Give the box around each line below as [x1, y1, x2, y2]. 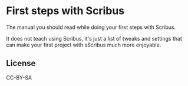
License [6, 58, 36, 68]
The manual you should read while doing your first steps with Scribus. [6, 24, 176, 31]
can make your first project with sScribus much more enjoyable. [6, 41, 161, 48]
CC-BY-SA [6, 74, 32, 81]
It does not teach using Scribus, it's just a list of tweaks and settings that [6, 35, 183, 42]
